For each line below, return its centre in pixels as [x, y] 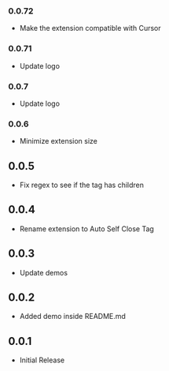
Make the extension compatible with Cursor [90, 28]
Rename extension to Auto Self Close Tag [87, 229]
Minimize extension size [59, 141]
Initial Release [42, 360]
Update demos [44, 272]
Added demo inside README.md [72, 317]
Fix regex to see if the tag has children [81, 185]
